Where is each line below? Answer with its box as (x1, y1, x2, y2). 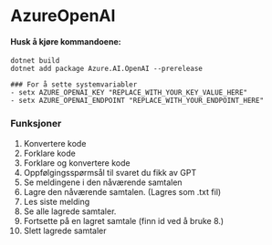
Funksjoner (10, 117, 62, 130)
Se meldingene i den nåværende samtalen (23, 177, 183, 188)
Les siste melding (23, 196, 90, 207)
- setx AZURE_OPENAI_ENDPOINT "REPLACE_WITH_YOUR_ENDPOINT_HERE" (10, 97, 264, 106)
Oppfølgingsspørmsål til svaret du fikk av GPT (23, 167, 197, 178)
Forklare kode (23, 148, 76, 158)
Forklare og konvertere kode (23, 157, 131, 168)
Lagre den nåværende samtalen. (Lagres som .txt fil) (23, 186, 222, 197)
